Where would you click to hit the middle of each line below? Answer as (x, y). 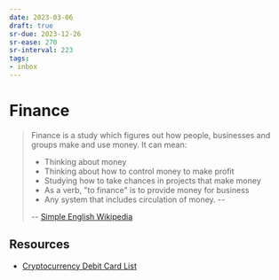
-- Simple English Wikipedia (82, 216)
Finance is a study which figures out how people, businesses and (151, 135)
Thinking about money (85, 161)
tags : (19, 58)
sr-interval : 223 (41, 51)
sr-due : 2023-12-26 (45, 34)
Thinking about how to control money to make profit (139, 171)
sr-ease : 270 (33, 42)
